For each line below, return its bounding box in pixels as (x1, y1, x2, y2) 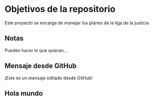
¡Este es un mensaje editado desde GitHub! (4, 75, 93, 81)
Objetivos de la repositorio (4, 3, 116, 15)
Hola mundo (4, 89, 43, 98)
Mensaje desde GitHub (4, 62, 77, 70)
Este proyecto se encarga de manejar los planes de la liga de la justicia (4, 20, 149, 26)
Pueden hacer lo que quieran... (4, 47, 68, 53)
